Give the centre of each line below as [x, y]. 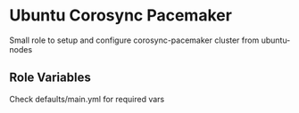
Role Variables [50, 78]
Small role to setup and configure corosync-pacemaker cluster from [134, 40]
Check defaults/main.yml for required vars [87, 99]
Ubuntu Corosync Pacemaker [120, 16]
